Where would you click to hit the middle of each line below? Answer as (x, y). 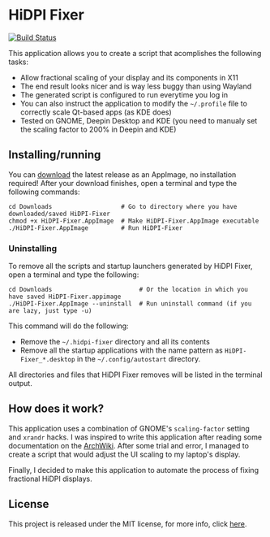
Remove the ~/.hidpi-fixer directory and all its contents (115, 342)
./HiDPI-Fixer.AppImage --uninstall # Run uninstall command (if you (130, 304)
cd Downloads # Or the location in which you (129, 290)
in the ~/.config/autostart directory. (139, 359)
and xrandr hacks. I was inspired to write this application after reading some (135, 437)
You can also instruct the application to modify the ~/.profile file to (133, 103)
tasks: (19, 62)
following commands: (44, 192)
